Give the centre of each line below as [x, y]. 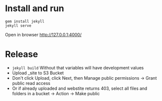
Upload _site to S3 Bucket [38, 73]
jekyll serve [18, 25]
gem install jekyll [25, 21]
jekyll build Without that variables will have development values [78, 67]
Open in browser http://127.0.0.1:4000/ [43, 34]
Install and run [35, 8]
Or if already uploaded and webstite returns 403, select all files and [80, 88]
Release [21, 54]
